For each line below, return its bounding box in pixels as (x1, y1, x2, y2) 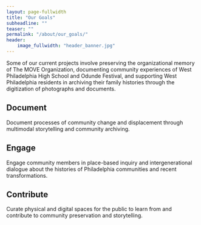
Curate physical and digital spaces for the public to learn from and (6, 206, 172, 213)
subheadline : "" (6, 20, 47, 26)
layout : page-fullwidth (6, 8, 67, 15)
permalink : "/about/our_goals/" (6, 32, 88, 38)
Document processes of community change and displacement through (6, 119, 183, 126)
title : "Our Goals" (6, 15, 56, 21)
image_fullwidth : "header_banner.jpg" (17, 43, 115, 49)
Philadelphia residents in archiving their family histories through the (6, 78, 175, 86)
